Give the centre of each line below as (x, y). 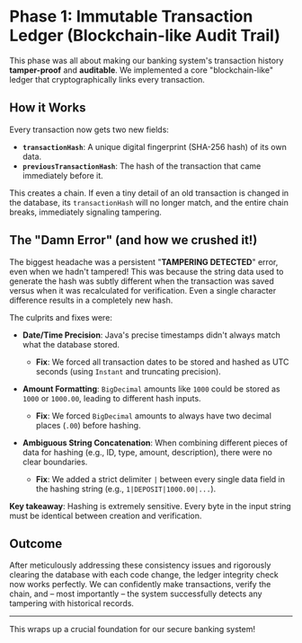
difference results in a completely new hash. (91, 300)
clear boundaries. (55, 462)
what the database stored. (71, 344)
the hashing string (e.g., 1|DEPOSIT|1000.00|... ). (126, 489)
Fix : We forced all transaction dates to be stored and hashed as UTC (162, 362)
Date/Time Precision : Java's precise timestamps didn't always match (151, 335)
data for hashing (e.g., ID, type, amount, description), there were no (147, 452)
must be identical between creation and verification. (106, 515)
